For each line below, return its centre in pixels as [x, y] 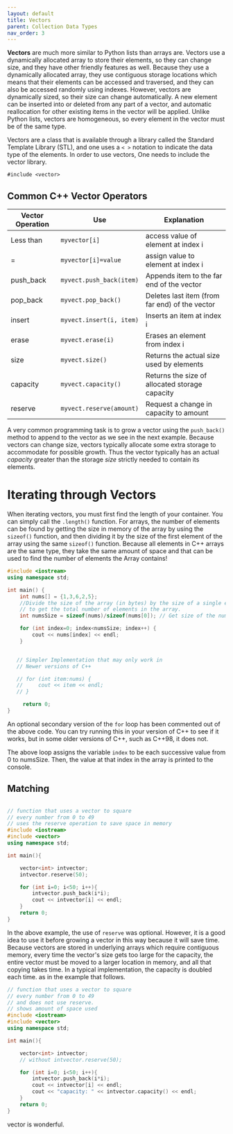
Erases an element [175, 336]
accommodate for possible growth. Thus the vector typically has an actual [113, 452]
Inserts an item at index [183, 316]
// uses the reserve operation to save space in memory [89, 824]
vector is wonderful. [36, 1124]
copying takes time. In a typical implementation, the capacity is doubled [110, 970]
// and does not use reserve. [51, 1002]
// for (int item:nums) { [54, 679]
